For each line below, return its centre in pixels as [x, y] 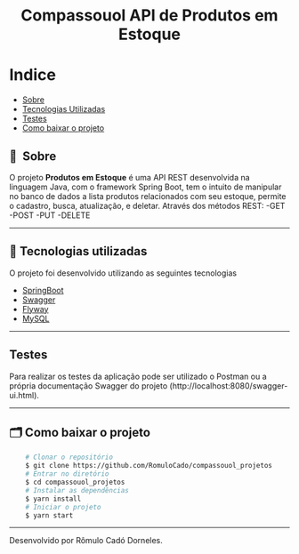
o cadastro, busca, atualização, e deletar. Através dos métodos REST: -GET [147, 205]
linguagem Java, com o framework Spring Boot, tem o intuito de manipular [145, 187]
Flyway [35, 309]
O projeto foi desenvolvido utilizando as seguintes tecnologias [123, 273]
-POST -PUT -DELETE [50, 215]
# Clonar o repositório [69, 458]
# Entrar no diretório [67, 474]
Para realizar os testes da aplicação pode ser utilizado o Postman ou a [138, 376]
